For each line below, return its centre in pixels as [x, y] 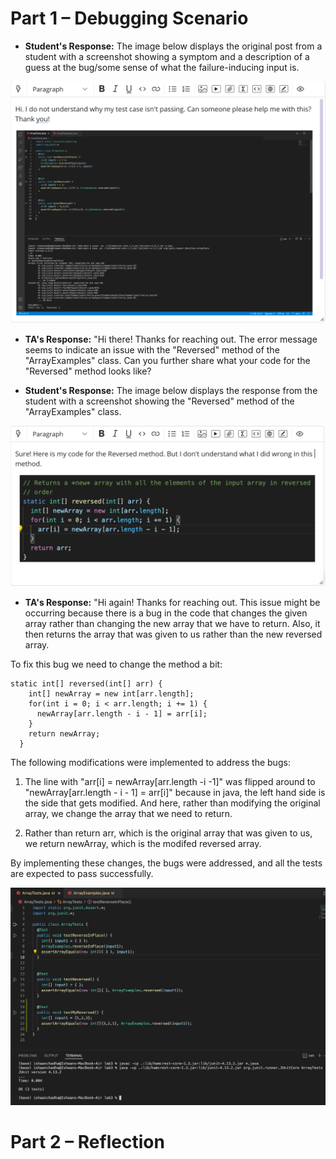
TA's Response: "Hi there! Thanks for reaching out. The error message [171, 339]
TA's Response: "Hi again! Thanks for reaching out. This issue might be [172, 603]
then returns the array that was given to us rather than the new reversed [173, 634]
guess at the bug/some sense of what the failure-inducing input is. [162, 67]
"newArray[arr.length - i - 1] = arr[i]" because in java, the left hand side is [175, 793]
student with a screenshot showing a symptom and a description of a [167, 56]
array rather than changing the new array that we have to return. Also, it [172, 624]
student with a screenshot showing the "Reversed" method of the [159, 401]
